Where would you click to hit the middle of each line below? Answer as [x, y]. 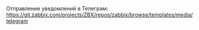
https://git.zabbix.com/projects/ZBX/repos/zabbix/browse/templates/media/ [99, 15]
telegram [17, 21]
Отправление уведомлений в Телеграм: [57, 9]
